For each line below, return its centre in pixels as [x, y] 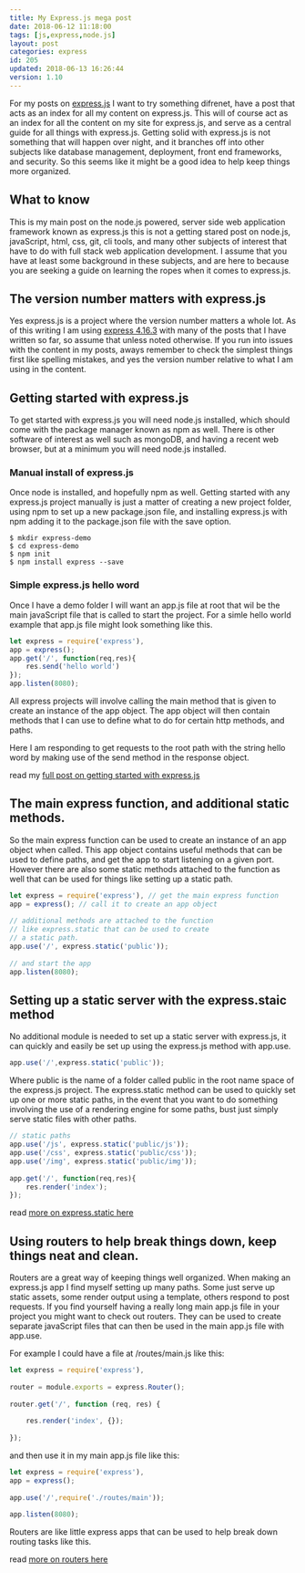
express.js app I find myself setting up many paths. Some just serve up [142, 1287]
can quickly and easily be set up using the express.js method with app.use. [150, 1047]
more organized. [40, 171]
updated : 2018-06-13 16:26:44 [67, 69]
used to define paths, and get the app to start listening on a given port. [142, 859]
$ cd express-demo [44, 547]
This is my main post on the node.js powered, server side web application [147, 222]
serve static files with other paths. [73, 1120]
